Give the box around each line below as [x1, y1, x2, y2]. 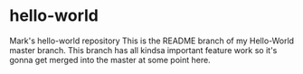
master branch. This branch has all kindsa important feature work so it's [9, 44, 278, 55]
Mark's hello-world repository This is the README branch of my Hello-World [9, 35, 295, 46]
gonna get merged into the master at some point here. [9, 54, 211, 65]
